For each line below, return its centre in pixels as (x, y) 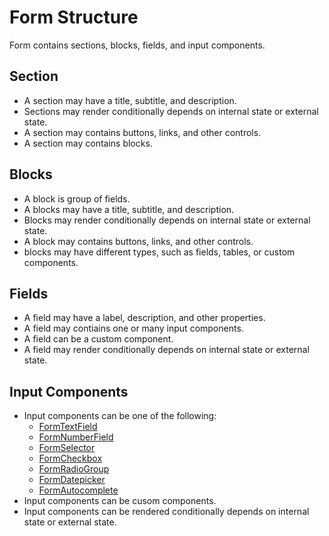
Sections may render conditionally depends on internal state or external (171, 111)
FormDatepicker (72, 480)
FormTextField (68, 427)
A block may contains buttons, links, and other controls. (138, 241)
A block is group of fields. (77, 198)
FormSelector (67, 448)
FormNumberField (76, 437)
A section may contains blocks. (88, 143)
